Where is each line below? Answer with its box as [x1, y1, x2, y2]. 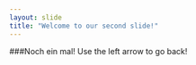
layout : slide [9, 12, 63, 22]
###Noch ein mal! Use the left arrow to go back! [9, 45, 188, 56]
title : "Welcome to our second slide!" [9, 21, 159, 30]
